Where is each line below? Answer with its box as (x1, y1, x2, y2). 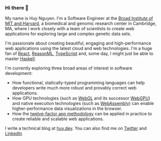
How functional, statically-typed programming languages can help (12, 80, 145, 86)
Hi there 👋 (5, 4, 29, 11)
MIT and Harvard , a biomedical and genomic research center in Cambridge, (5, 20, 157, 26)
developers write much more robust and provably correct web (12, 85, 137, 91)
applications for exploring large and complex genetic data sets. (5, 31, 131, 37)
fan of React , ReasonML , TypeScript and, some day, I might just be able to (5, 51, 154, 56)
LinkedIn (5, 131, 22, 137)
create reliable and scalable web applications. (12, 116, 104, 122)
